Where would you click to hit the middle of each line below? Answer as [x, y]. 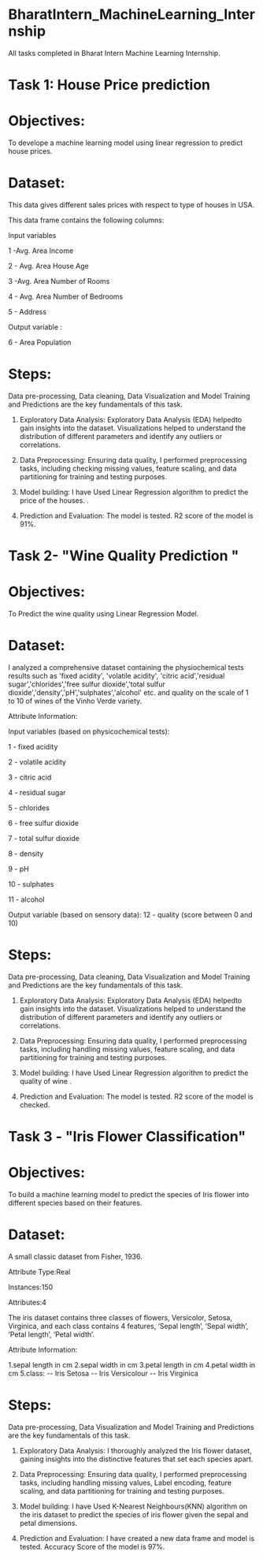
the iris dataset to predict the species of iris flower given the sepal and [134, 1514]
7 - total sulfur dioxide [44, 838]
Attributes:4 [28, 1302]
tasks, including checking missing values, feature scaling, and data [128, 468]
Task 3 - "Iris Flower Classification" [127, 1137]
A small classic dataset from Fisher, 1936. [76, 1256]
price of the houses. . [54, 500]
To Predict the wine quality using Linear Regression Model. [104, 614]
